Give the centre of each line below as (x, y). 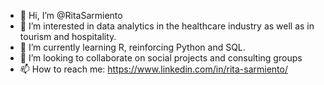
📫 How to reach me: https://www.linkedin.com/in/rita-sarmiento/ (153, 69)
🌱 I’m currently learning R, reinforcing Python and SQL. (132, 47)
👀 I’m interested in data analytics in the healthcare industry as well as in (167, 26)
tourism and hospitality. (68, 36)
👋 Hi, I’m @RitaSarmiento (71, 15)
